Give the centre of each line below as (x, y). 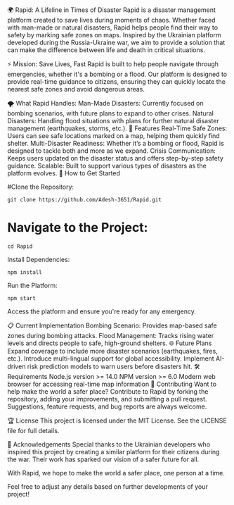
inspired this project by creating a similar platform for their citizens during (113, 451)
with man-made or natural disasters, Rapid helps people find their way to (113, 27)
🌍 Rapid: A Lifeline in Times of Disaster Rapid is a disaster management (112, 10)
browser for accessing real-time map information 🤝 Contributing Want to (112, 384)
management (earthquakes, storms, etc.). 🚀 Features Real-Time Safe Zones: (117, 128)
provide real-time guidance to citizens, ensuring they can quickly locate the (117, 82)
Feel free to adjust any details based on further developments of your (108, 486)
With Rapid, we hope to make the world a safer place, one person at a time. (116, 473)
